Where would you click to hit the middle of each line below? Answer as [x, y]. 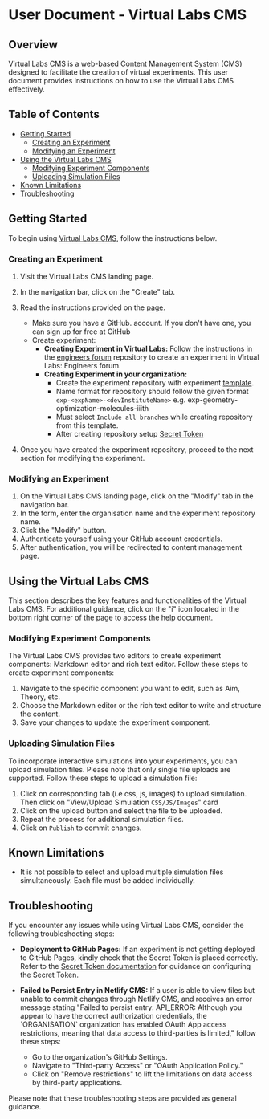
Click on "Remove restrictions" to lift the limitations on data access [142, 1074]
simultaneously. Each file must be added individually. [107, 881]
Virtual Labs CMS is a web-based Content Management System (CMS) [125, 63]
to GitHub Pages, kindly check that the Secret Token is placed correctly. [139, 958]
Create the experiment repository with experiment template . [155, 382]
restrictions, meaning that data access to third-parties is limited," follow [138, 1033]
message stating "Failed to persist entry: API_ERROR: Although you [131, 1007]
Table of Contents [54, 114]
